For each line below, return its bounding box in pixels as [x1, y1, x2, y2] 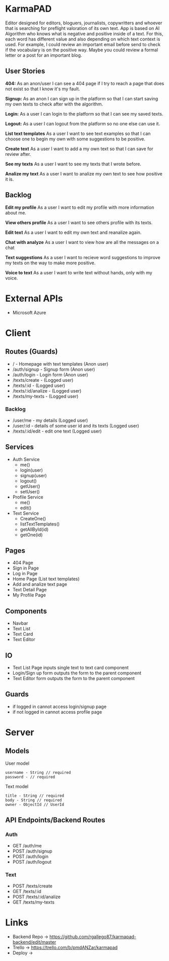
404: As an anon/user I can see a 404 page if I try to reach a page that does [5, 80, 164, 86]
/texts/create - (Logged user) [12, 377, 74, 383]
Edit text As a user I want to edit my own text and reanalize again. [5, 229, 142, 235]
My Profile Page [12, 592, 46, 598]
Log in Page [12, 571, 38, 577]
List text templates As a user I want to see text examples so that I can [5, 130, 151, 136]
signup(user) [20, 472, 47, 478]
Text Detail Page [12, 587, 47, 593]
